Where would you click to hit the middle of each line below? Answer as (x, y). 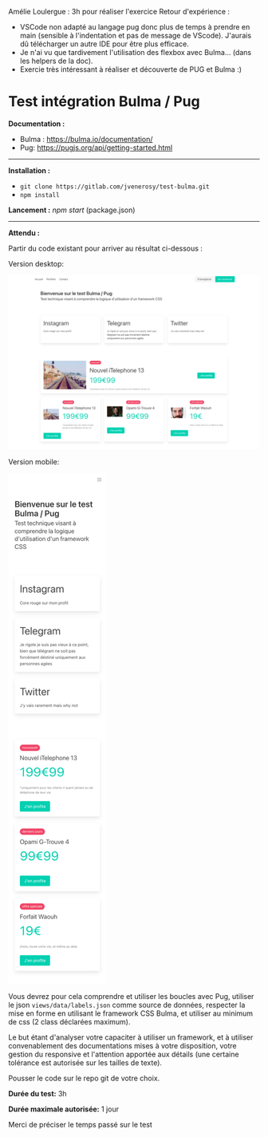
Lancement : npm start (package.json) (72, 210)
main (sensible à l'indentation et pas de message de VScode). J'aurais (136, 36)
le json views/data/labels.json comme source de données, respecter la (127, 1005)
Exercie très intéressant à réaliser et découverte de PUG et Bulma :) (130, 69)
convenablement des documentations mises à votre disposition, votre (122, 1045)
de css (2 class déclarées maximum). (69, 1021)
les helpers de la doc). (56, 61)
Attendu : (24, 233)
